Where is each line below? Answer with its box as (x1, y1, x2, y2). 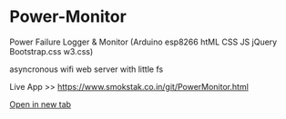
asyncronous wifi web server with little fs (9, 64, 164, 74)
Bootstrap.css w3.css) (9, 45, 94, 56)
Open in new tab (9, 98, 71, 110)
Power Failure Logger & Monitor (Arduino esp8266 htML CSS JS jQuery (9, 36, 278, 47)
